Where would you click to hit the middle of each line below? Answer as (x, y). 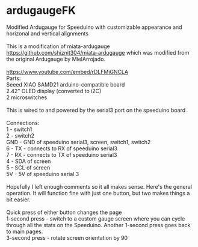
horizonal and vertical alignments (48, 33)
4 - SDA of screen (29, 161)
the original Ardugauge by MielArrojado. (56, 59)
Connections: (23, 123)
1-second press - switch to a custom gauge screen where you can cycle (96, 218)
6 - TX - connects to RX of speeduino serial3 (62, 148)
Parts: (14, 78)
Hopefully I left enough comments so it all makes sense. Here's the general (99, 186)
